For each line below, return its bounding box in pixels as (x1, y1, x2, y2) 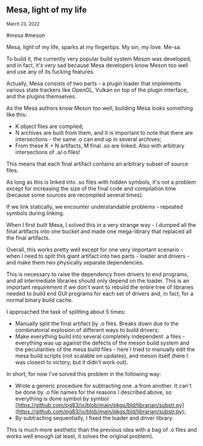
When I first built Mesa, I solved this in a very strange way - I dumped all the (6, 221, 196, 228)
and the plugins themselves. (6, 92, 77, 100)
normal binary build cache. (6, 296, 73, 303)
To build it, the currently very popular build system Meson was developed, (6, 55, 192, 63)
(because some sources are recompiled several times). (6, 191, 144, 198)
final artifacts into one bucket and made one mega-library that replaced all (6, 228, 192, 235)
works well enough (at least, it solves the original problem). (6, 432, 154, 439)
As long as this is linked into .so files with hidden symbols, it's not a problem (6, 178, 196, 186)
